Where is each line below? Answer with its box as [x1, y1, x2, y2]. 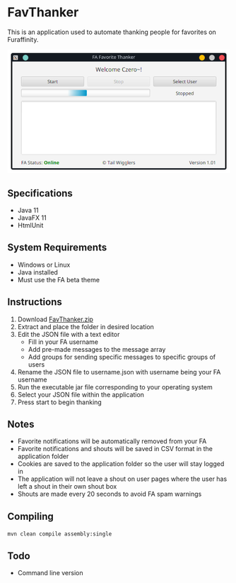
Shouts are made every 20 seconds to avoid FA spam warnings [17, 490, 202, 499]
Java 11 [17, 206, 39, 215]
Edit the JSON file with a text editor [17, 330, 120, 338]
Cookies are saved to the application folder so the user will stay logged [17, 460, 225, 468]
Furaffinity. [7, 35, 39, 43]
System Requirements [7, 242, 107, 254]
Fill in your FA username [28, 338, 99, 346]
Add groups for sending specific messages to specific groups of [28, 352, 216, 361]
